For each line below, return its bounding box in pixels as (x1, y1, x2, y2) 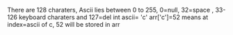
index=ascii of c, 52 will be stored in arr (7, 21, 120, 28)
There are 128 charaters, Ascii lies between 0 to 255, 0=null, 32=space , (7, 6, 214, 14)
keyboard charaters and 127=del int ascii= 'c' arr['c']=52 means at (18, 13, 209, 21)
